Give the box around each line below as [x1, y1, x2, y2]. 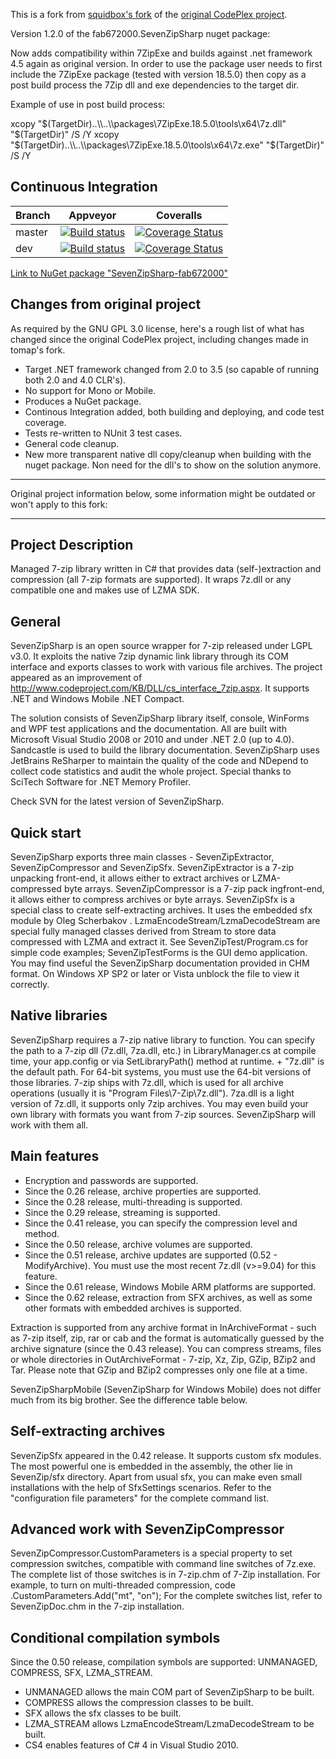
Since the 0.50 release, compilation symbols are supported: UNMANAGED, [10, 1656, 318, 1668]
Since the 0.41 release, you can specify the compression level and [24, 1217, 298, 1229]
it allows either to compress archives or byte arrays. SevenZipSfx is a [10, 894, 295, 906]
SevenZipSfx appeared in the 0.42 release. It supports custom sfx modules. [10, 1449, 322, 1461]
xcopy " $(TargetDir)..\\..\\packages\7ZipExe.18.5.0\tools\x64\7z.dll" [10, 118, 287, 129]
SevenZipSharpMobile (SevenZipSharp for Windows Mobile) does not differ [10, 1383, 322, 1395]
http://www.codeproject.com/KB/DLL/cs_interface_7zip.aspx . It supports [10, 682, 310, 694]
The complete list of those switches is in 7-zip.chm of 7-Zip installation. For [10, 1569, 321, 1581]
